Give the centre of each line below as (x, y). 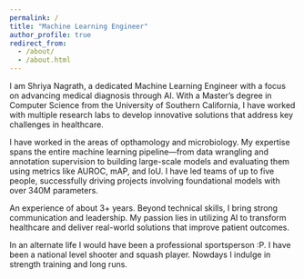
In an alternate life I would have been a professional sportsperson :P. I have (150, 245)
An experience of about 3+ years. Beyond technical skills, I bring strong (144, 208)
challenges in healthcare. (57, 125)
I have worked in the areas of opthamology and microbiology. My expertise (150, 142)
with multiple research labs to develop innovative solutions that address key (152, 115)
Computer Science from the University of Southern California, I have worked (152, 105)
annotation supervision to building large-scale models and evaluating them (149, 161)
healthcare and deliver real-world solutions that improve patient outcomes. (149, 227)
